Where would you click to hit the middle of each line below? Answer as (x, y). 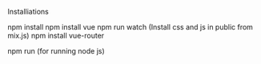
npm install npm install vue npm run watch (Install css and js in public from (130, 27)
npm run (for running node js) (56, 51)
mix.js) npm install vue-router (56, 36)
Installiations (28, 12)
